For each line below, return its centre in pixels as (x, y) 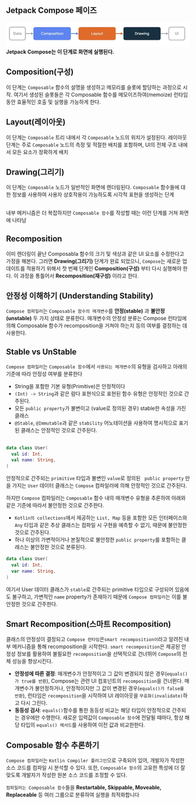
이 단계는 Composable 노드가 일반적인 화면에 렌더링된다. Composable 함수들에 (93, 187)
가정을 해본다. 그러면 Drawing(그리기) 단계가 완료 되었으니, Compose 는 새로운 (94, 261)
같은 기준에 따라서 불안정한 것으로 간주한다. (55, 505)
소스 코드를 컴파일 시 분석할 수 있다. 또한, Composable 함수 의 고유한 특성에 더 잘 (96, 768)
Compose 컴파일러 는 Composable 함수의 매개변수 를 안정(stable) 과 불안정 (85, 311)
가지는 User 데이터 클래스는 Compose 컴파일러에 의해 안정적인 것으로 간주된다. (99, 485)
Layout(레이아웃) (36, 122)
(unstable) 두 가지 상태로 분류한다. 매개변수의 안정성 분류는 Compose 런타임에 (96, 319)
